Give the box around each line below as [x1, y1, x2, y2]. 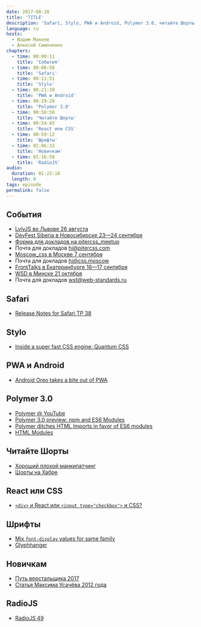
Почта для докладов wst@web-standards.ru [14, 277, 127, 284]
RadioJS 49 [14, 614, 44, 622]
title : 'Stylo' [17, 82, 55, 88]
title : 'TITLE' [6, 14, 44, 20]
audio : [6, 165, 23, 171]
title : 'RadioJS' [17, 160, 61, 166]
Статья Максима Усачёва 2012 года [14, 581, 107, 588]
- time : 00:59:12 [11, 131, 55, 138]
